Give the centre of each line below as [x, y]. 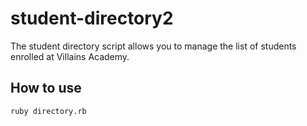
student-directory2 [92, 18]
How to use [46, 88]
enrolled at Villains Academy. [70, 56]
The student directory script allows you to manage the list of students [153, 46]
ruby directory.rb [48, 111]
